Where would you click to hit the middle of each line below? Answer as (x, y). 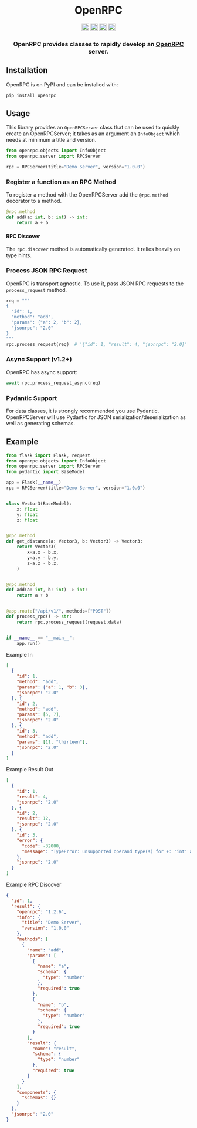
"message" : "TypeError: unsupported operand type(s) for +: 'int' (104, 851)
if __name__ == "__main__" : (40, 638)
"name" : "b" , (53, 1005)
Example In (20, 654)
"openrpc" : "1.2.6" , (42, 912)
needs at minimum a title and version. (51, 140)
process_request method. (37, 290)
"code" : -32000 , (41, 846)
